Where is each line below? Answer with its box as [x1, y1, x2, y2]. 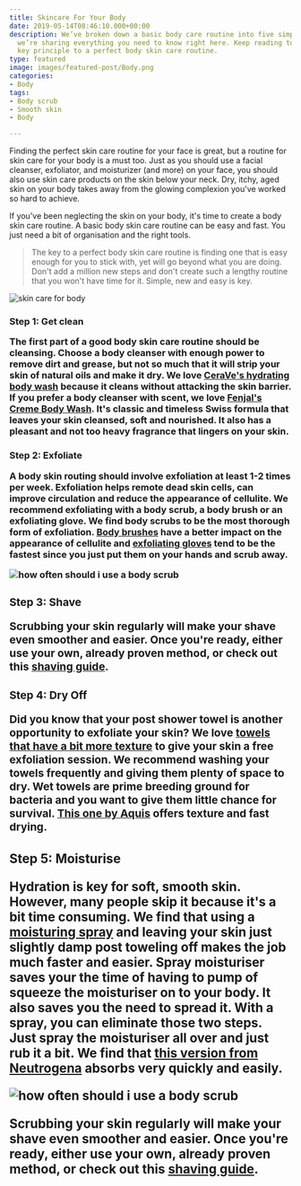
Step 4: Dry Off [9, 688, 88, 702]
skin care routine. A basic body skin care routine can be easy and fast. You [9, 221, 286, 231]
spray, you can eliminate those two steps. [9, 1014, 262, 1031]
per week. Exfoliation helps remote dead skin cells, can [9, 480, 254, 493]
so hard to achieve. [9, 194, 81, 204]
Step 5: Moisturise [9, 851, 121, 867]
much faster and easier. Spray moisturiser [9, 954, 265, 970]
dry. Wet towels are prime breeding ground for [9, 779, 250, 794]
